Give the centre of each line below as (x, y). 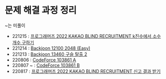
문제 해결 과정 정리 (41, 10)
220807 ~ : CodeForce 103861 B (46, 65)
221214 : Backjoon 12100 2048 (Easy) (51, 48)
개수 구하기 (23, 42)
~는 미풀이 (15, 25)
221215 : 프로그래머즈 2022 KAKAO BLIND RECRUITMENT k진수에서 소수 (86, 36)
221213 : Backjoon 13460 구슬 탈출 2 (49, 54)
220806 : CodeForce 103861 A (44, 60)
